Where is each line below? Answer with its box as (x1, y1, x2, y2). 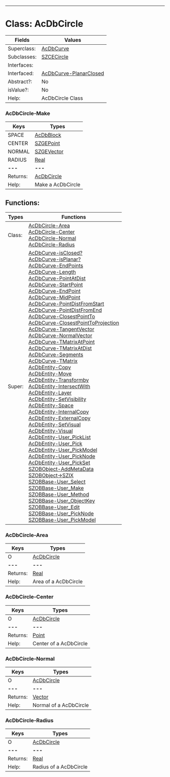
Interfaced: (8, 70, 34, 77)
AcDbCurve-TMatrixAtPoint (28, 339, 95, 346)
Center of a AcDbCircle (32, 640, 88, 647)
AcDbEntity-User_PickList (28, 434, 91, 441)
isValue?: (8, 86, 29, 93)
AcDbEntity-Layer (28, 390, 72, 397)
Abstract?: (8, 78, 32, 85)
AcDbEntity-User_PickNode (28, 453, 96, 460)
